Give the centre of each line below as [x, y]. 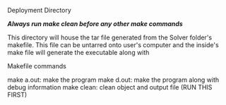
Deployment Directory [40, 10]
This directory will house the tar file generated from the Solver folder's [110, 37]
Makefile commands [37, 66]
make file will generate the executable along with [78, 52]
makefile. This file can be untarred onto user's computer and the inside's [113, 45]
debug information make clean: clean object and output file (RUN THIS [110, 87]
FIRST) [17, 95]
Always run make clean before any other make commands [95, 24]
